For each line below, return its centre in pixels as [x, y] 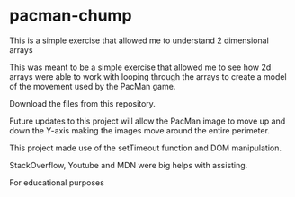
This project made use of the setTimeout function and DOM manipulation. [145, 148]
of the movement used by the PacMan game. [93, 86]
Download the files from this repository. [82, 103]
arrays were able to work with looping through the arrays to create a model [148, 76]
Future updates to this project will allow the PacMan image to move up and [147, 121]
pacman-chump [71, 16]
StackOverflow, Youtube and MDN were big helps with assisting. [129, 165]
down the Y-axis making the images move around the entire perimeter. [139, 130]
